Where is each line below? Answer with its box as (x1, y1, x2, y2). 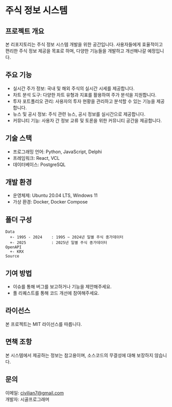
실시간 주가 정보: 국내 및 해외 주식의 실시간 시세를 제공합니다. (12, 85, 135, 91)
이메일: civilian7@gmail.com (5, 390, 64, 396)
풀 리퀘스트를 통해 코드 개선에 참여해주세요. (12, 290, 100, 296)
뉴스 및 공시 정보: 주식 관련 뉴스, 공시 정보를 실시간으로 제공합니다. (12, 111, 145, 117)
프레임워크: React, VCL (12, 155, 60, 161)
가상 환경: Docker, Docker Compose (12, 199, 88, 205)
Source (5, 254, 20, 259)
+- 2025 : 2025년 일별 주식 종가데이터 (10, 240, 108, 246)
